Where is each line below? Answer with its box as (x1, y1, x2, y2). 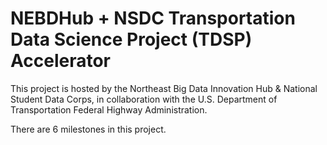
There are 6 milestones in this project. (10, 123, 167, 135)
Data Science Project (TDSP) (10, 28, 253, 51)
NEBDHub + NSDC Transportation (10, 7, 296, 30)
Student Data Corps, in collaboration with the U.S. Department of (10, 93, 278, 105)
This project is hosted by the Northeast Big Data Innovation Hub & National (10, 82, 318, 94)
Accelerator (10, 50, 111, 72)
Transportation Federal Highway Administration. (10, 103, 208, 116)
